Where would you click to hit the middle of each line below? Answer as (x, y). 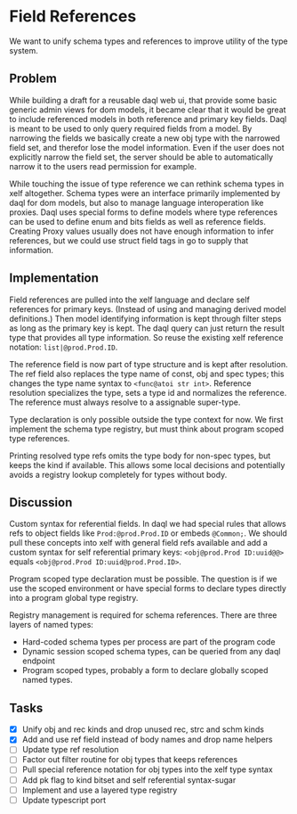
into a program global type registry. (74, 598)
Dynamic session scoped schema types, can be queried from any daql (151, 652)
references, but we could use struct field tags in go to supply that (129, 240)
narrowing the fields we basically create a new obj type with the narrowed (144, 138)
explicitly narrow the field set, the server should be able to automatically (141, 157)
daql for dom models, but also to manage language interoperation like (136, 202)
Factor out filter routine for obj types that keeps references (130, 760)
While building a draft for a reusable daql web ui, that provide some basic (143, 100)
